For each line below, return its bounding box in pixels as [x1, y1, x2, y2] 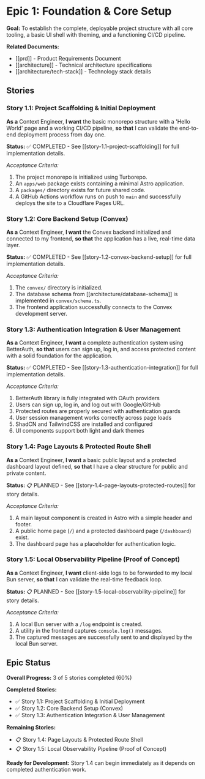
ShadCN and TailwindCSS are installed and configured [15, 420, 153, 428]
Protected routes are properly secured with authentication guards [15, 408, 181, 415]
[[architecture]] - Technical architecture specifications [15, 61, 152, 69]
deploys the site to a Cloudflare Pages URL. [15, 199, 125, 206]
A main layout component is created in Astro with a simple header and [15, 514, 193, 521]
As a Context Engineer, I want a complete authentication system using [6, 339, 184, 346]
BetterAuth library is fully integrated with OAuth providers [15, 395, 160, 402]
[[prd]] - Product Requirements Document [15, 54, 121, 62]
